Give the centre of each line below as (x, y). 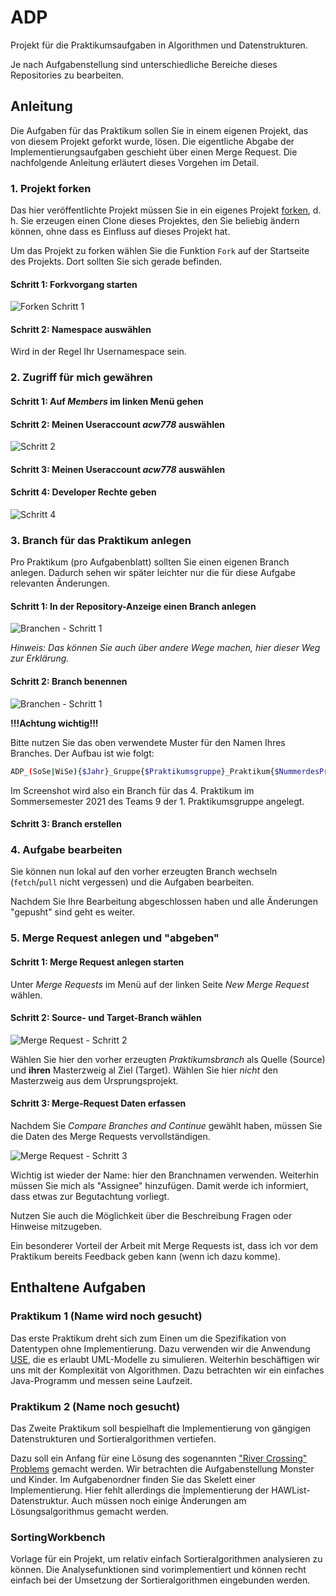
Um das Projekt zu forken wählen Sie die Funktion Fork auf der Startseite (160, 251)
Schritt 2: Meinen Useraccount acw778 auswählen (117, 424)
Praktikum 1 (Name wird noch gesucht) (106, 1316)
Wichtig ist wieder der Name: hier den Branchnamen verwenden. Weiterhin (164, 1175)
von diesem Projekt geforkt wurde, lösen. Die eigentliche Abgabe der (152, 141)
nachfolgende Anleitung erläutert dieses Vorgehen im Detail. (134, 162)
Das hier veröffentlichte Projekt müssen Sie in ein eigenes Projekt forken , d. (166, 210)
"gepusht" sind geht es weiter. (73, 912)
